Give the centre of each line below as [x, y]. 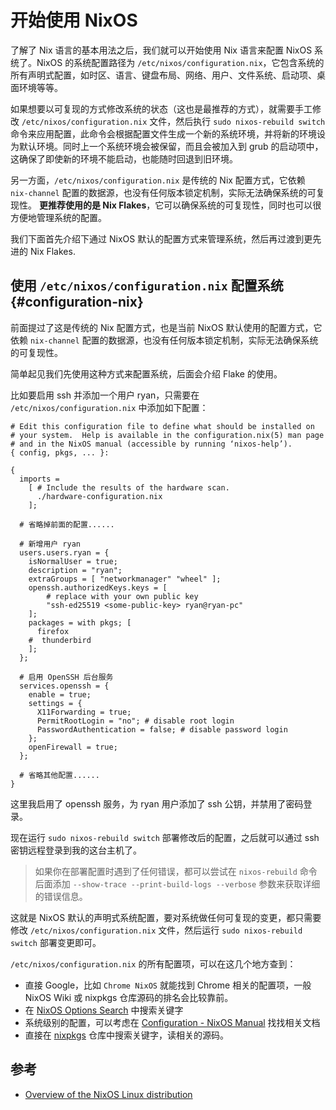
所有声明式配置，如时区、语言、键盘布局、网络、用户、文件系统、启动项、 [163, 75]
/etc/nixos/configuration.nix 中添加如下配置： [109, 407]
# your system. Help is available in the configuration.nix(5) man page [167, 435]
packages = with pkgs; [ [80, 622]
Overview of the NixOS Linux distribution [108, 1094]
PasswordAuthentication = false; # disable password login [162, 729]
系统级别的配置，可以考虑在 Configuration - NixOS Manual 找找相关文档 [172, 1022]
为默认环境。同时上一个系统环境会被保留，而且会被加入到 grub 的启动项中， [167, 146]
